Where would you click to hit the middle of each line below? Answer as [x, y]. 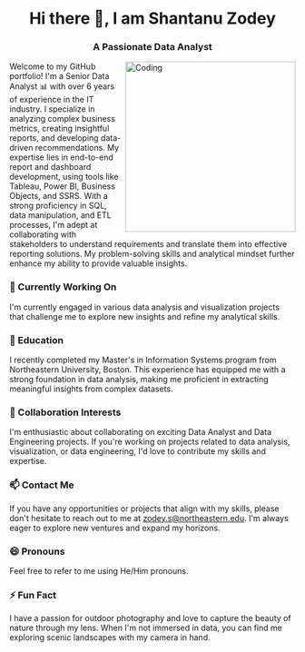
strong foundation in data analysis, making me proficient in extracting [139, 380]
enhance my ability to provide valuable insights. [98, 263]
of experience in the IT [52, 100]
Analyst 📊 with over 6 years [62, 86]
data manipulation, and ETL [60, 215]
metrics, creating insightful [59, 128]
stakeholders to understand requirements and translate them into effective [148, 244]
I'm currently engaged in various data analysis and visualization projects [144, 307]
